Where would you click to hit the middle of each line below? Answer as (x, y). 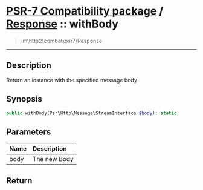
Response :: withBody (63, 24)
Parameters (29, 132)
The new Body (53, 159)
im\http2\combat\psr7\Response (62, 41)
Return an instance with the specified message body (72, 80)
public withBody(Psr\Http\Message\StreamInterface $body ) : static (92, 113)
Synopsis (24, 99)
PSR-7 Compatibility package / (85, 11)
